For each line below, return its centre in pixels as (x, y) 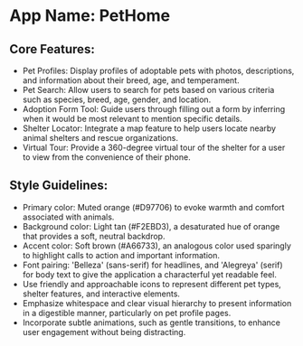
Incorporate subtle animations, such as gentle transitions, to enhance (151, 323)
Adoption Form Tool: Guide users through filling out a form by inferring (154, 109)
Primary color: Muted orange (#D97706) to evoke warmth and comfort (153, 207)
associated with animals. (68, 217)
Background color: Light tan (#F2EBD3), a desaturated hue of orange (151, 226)
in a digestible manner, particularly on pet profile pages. (127, 313)
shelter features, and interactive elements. (101, 294)
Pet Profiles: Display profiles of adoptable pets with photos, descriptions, (158, 70)
